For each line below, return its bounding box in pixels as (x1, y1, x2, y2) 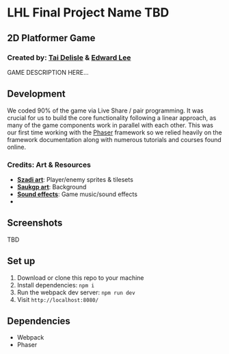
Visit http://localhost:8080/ (16, 295, 99, 303)
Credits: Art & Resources (7, 160, 91, 169)
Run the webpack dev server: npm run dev (16, 288, 135, 296)
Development (7, 88, 66, 100)
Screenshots (7, 217, 63, 229)
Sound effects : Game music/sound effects (16, 190, 138, 198)
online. (7, 143, 26, 151)
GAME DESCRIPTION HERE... (7, 68, 89, 76)
